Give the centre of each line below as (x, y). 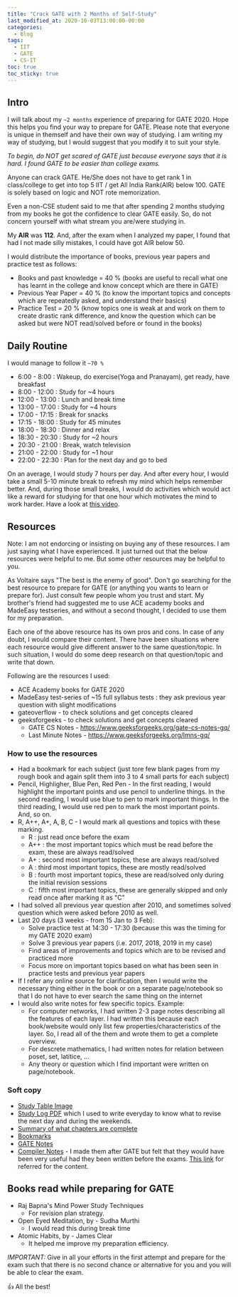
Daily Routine (38, 346)
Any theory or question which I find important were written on (119, 1064)
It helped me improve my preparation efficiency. (98, 1244)
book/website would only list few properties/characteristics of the (125, 1026)
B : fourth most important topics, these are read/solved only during (126, 875)
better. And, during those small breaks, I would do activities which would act (119, 489)
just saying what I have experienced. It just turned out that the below (108, 551)
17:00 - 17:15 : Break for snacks (63, 415)
